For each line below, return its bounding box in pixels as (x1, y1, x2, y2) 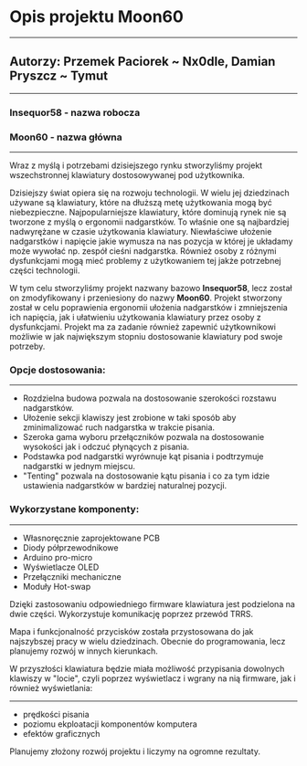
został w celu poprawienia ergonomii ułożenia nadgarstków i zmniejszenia (9, 301, 288, 312)
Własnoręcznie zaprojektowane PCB (22, 532, 160, 543)
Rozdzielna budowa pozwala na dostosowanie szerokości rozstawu (22, 393, 277, 404)
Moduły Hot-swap (22, 581, 91, 592)
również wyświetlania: (9, 682, 93, 693)
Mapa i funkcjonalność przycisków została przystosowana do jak (9, 625, 254, 636)
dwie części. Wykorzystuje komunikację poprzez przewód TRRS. (9, 608, 254, 619)
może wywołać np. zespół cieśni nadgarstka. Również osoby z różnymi (9, 245, 277, 257)
